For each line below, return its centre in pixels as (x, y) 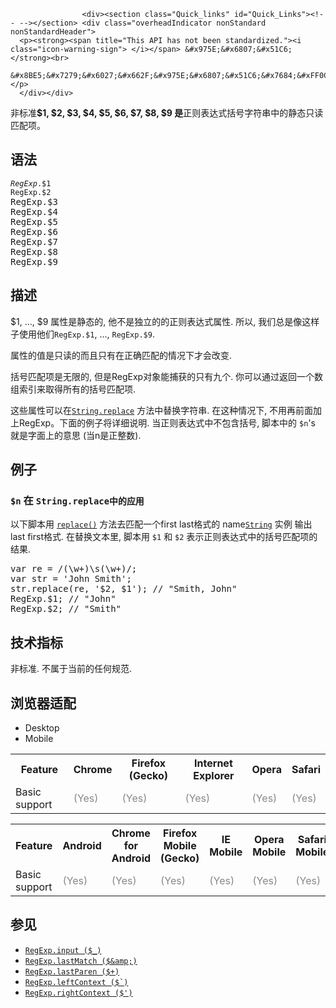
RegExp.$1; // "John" (63, 599)
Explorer (214, 775)
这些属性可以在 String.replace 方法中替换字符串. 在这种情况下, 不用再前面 (162, 410)
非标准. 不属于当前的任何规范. (71, 669)
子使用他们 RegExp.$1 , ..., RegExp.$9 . (82, 334)
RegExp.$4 (34, 211)
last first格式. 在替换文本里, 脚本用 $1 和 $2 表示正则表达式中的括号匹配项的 (164, 537)
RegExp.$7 (34, 241)
